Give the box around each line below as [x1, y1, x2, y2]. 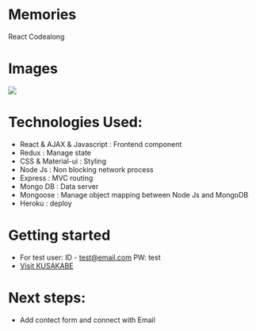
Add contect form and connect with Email [19, 315, 156, 325]
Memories [8, 6, 77, 24]
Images [8, 60, 58, 78]
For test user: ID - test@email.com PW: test [19, 252, 161, 262]
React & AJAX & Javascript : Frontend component [19, 139, 182, 148]
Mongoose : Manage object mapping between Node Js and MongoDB [19, 190, 249, 199]
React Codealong [8, 32, 65, 41]
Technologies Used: [8, 114, 143, 132]
